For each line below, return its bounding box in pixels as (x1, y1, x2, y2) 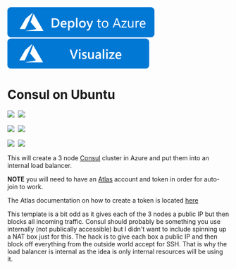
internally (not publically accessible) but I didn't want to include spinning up (7, 225, 227, 233)
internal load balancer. (7, 161, 73, 169)
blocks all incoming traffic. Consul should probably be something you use (7, 217, 221, 225)
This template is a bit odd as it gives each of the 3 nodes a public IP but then (7, 210, 230, 218)
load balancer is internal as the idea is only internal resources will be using (7, 247, 223, 256)
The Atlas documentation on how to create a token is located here (7, 196, 199, 204)
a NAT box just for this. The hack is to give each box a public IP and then (7, 232, 218, 241)
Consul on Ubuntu (7, 87, 116, 103)
